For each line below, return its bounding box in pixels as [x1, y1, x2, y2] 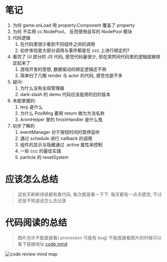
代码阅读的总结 [5, 217, 67, 229]
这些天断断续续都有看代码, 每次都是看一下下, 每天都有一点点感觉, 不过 [17, 191, 162, 197]
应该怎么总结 [5, 174, 59, 185]
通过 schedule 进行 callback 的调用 [20, 135, 93, 141]
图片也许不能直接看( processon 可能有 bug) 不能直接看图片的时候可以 [17, 234, 162, 240]
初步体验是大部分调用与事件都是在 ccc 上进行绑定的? [20, 47, 130, 53]
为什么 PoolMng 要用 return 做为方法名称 [20, 110, 105, 116]
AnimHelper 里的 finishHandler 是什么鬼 [20, 116, 103, 122]
